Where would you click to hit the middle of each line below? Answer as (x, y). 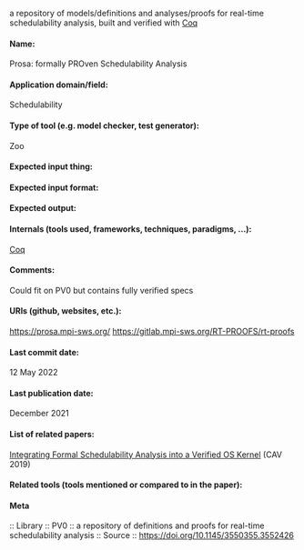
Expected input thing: (51, 166)
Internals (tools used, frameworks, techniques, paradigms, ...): (131, 229)
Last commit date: (44, 352)
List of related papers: (52, 434)
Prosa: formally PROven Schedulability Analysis (98, 64)
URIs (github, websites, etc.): (66, 311)
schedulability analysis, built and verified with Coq (104, 23)
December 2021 (40, 414)
